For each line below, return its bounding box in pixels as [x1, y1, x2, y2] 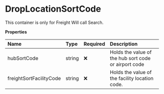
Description [109, 40, 138, 47]
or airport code [109, 61, 144, 68]
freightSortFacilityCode [7, 75, 61, 81]
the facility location [109, 75, 154, 81]
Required [83, 40, 105, 47]
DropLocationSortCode [5, 3, 102, 15]
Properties [5, 29, 27, 35]
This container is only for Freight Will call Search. [5, 19, 104, 25]
